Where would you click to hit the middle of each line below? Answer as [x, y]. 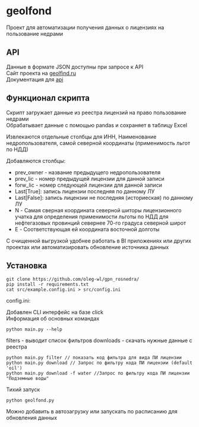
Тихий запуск [23, 390]
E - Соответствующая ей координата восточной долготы [87, 229]
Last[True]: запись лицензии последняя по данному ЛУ [85, 191]
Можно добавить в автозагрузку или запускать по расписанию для [92, 412]
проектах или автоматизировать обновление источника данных [88, 247]
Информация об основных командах [53, 319]
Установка [27, 266]
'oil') [14, 368]
